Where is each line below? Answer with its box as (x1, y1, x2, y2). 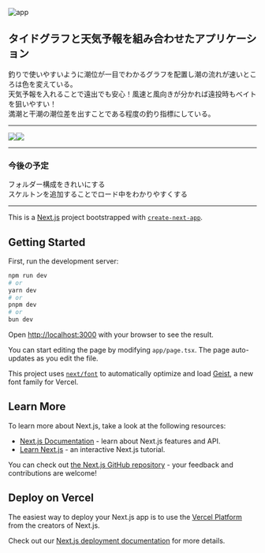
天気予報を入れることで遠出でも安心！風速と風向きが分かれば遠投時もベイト (8, 89, 257, 99)
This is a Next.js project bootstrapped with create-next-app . (8, 213, 203, 222)
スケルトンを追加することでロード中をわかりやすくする (8, 189, 188, 199)
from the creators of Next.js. (8, 521, 100, 530)
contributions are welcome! (8, 468, 97, 477)
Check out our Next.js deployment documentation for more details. (8, 536, 226, 545)
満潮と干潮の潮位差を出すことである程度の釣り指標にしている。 (8, 109, 215, 118)
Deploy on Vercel (8, 491, 95, 505)
